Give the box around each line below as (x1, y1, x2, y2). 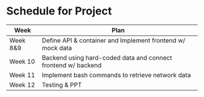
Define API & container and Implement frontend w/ (41, 36, 185, 45)
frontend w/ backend (41, 61, 102, 69)
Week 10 (9, 57, 35, 66)
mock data (41, 43, 72, 52)
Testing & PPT (41, 80, 82, 89)
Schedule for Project (6, 4, 112, 18)
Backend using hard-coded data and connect (41, 53, 172, 61)
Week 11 (9, 70, 35, 79)
